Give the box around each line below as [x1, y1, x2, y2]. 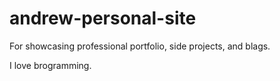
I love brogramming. [9, 59, 92, 71]
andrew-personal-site [9, 7, 197, 30]
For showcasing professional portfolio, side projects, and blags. [9, 40, 271, 52]
